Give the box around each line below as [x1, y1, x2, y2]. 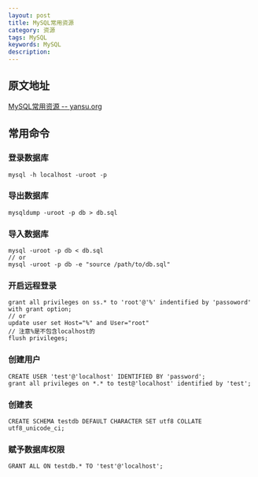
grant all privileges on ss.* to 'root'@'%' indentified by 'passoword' [8, 298, 252, 307]
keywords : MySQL [8, 41, 61, 49]
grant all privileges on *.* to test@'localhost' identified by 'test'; [8, 379, 252, 387]
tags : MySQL [8, 33, 47, 42]
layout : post [8, 11, 51, 20]
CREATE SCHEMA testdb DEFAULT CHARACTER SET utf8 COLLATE [8, 417, 202, 425]
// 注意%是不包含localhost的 [8, 327, 96, 335]
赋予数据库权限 [8, 444, 65, 455]
